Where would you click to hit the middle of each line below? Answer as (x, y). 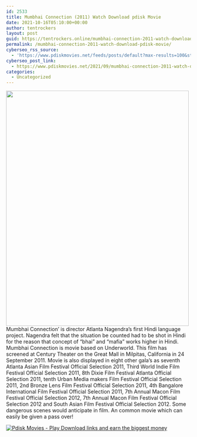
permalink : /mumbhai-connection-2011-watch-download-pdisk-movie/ (89, 45)
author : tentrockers (31, 28)
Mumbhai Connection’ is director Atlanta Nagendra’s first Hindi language (93, 329)
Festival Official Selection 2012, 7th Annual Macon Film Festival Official (91, 398)
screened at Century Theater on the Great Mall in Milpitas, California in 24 (95, 354)
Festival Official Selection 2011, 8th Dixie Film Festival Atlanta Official (89, 373)
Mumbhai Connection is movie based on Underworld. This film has (86, 348)
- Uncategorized (31, 77)
